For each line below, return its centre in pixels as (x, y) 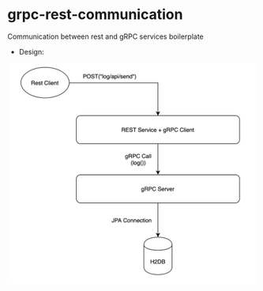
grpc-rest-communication (95, 15)
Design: (31, 51)
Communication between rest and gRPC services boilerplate (105, 36)
